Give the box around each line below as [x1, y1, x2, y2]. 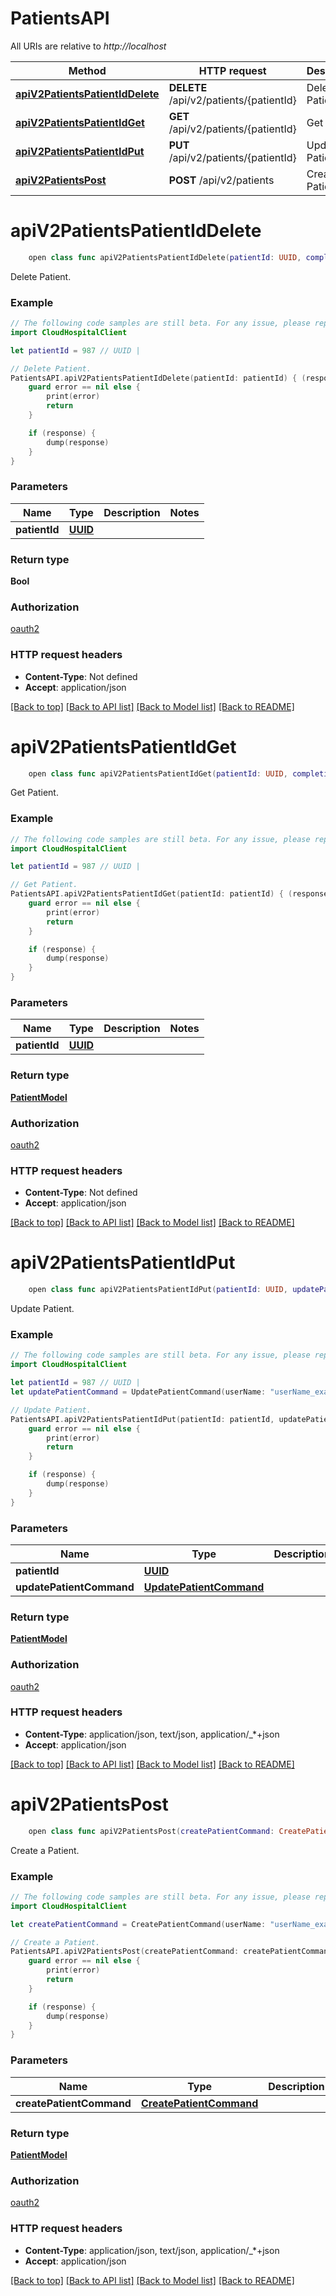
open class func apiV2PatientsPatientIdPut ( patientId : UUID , [28, 1285, 288, 1295]
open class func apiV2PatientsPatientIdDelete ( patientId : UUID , [28, 252, 302, 262]
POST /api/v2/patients [168, 173, 275, 187]
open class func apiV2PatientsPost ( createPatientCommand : [28, 1826, 275, 1836]
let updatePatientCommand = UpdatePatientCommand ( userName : [10, 1387, 267, 1397]
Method [68, 63, 107, 77]
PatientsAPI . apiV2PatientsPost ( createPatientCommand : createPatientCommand [10, 1947, 333, 1957]
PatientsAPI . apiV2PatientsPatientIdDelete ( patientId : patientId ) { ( [10, 373, 307, 383]
